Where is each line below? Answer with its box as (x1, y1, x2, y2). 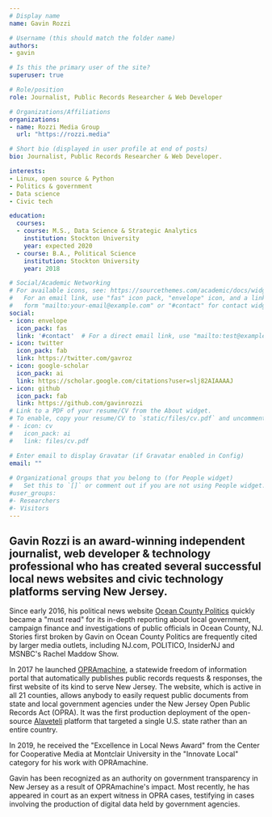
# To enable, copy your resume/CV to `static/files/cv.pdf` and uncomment (9, 414, 266, 423)
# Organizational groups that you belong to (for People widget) (9, 474, 233, 482)
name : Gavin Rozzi (9, 19, 71, 28)
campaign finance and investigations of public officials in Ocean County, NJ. (9, 624, 263, 633)
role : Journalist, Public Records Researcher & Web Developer (9, 93, 223, 101)
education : (9, 212, 46, 220)
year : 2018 (23, 265, 61, 273)
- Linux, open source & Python (9, 175, 115, 183)
